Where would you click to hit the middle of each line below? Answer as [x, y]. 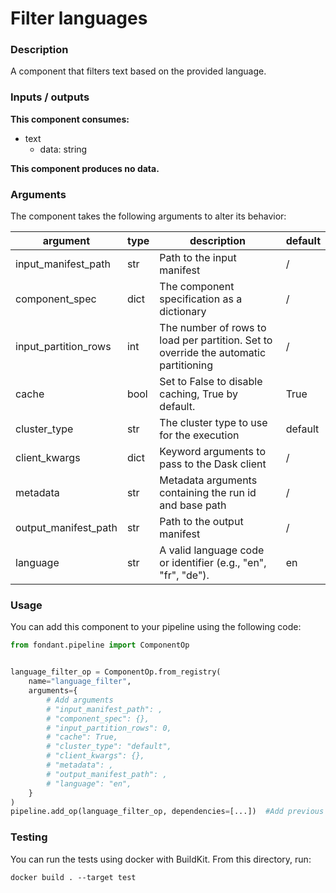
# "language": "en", [89, 783]
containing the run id [208, 493]
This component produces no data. [85, 168]
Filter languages [79, 18]
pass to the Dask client [213, 464]
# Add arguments [80, 700]
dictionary [183, 312]
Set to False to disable [211, 382]
